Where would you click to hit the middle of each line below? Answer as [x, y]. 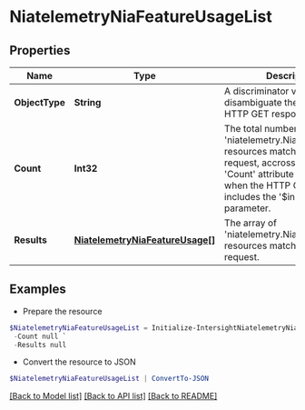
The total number [261, 129]
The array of [250, 223]
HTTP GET [246, 114]
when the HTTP [257, 185]
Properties [40, 50]
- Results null [40, 345]
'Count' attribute [259, 174]
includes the [250, 197]
